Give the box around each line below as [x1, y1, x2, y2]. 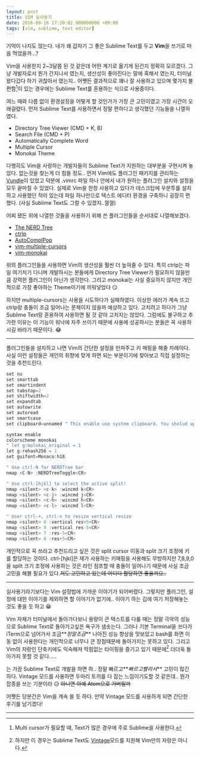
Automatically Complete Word [14, 137, 88, 144]
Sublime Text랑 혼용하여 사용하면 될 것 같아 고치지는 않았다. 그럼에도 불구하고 [6, 311, 187, 318]
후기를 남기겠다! [6, 700, 43, 708]
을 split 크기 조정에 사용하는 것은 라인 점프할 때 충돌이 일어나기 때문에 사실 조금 [6, 562, 189, 569]
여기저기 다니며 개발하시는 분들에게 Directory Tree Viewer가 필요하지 [12, 268, 174, 276]
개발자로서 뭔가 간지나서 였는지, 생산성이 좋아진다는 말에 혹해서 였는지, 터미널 [12, 70, 192, 77]
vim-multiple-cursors [14, 242, 67, 250]
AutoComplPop [14, 236, 52, 243]
